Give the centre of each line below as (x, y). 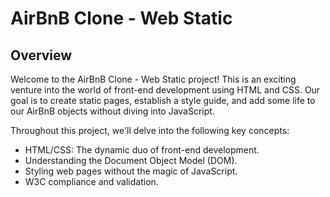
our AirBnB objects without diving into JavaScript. (112, 111)
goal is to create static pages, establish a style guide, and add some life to (163, 100)
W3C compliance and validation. (91, 181)
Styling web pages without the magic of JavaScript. (131, 171)
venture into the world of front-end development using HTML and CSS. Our (165, 90)
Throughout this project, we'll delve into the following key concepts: (150, 130)
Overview (41, 55)
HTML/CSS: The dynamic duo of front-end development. (142, 150)
